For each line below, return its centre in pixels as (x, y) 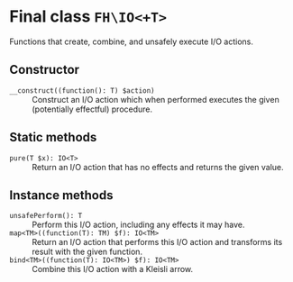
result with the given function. (87, 252)
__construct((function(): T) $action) (82, 91)
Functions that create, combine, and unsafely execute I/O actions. (132, 41)
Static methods (53, 137)
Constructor (44, 70)
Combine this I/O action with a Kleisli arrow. (113, 269)
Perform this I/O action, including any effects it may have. (138, 225)
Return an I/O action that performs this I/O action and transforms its (157, 242)
